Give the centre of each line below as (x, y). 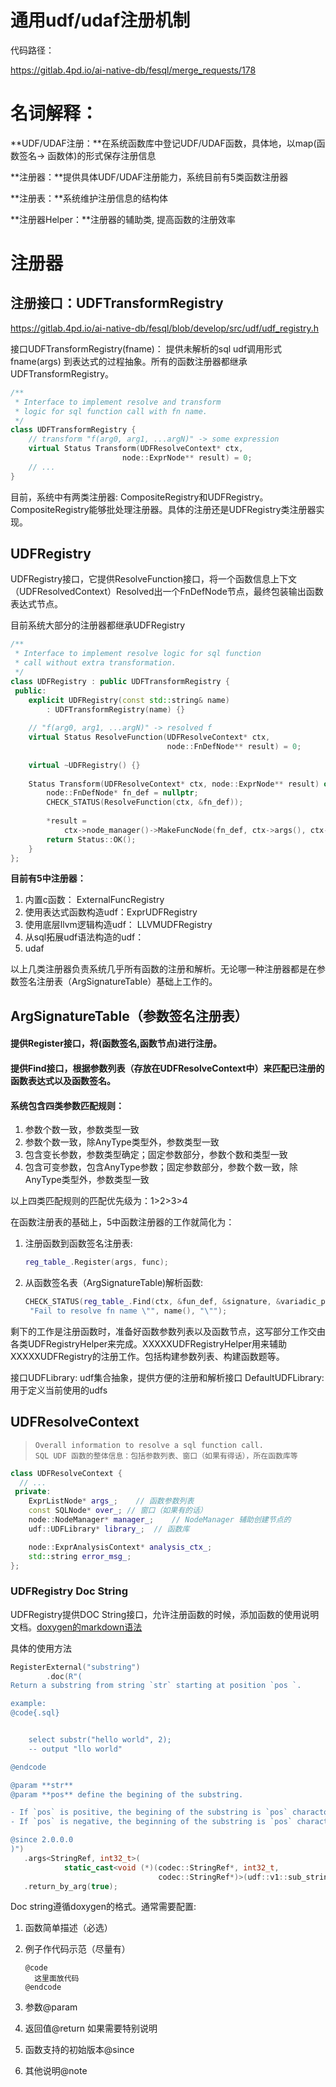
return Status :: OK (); (91, 839)
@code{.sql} (35, 1713)
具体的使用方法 (41, 1648)
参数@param (51, 2007)
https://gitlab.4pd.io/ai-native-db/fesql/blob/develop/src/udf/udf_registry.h (165, 328)
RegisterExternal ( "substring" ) (75, 1667)
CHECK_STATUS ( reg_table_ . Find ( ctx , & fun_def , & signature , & (153, 1302)
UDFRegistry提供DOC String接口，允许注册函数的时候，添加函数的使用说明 (165, 1614)
